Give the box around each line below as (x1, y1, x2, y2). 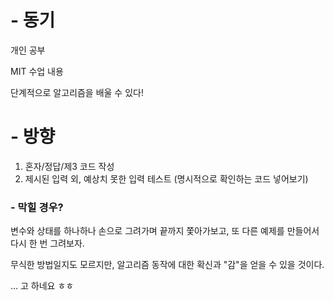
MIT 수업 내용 (10, 65, 64, 77)
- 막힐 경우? (10, 200, 64, 214)
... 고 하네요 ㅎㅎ (10, 280, 75, 292)
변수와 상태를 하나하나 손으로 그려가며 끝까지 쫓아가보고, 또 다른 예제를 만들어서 (10, 225, 320, 237)
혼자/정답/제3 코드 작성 (24, 160, 115, 172)
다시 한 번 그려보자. (10, 237, 85, 250)
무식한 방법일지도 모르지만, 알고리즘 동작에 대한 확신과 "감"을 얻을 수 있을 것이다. (10, 259, 325, 271)
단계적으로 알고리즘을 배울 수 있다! (10, 86, 144, 98)
